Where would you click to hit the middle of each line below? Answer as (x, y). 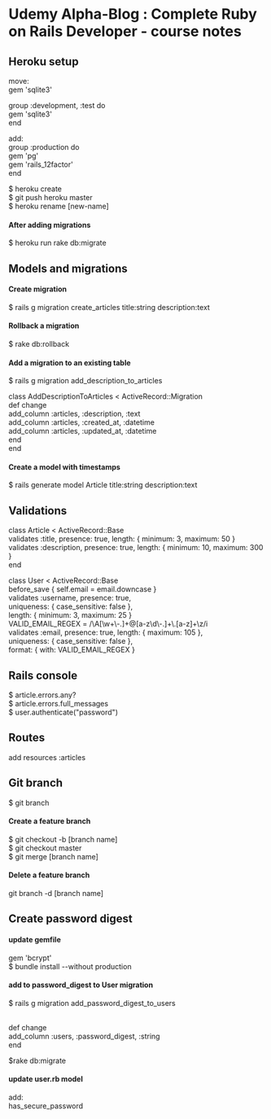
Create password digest (70, 919)
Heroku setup (44, 61)
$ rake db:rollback (39, 344)
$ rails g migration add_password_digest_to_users (92, 1003)
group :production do (44, 147)
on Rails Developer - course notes (125, 31)
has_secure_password (46, 1106)
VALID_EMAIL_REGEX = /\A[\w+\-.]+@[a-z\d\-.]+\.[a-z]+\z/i (108, 624)
